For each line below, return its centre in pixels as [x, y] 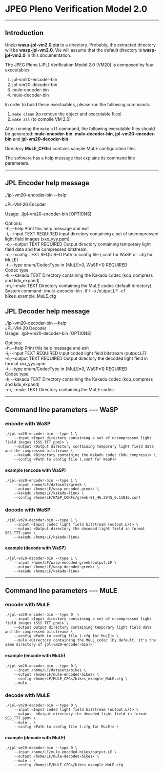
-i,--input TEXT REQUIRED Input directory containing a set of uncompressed [82, 234]
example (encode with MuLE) [35, 656]
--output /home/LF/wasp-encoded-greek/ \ [56, 489]
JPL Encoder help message [47, 183]
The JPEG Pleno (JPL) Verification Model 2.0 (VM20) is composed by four [80, 65]
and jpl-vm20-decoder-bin [41, 139]
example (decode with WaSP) [36, 548]
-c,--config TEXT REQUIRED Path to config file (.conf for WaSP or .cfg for [79, 254]
